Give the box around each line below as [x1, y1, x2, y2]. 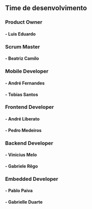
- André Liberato [5, 116, 40, 122]
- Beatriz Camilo [5, 55, 40, 61]
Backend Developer [5, 139, 53, 146]
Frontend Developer [5, 104, 54, 111]
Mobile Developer [5, 68, 48, 75]
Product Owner [5, 19, 43, 26]
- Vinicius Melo [5, 152, 37, 158]
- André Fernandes [5, 80, 45, 86]
